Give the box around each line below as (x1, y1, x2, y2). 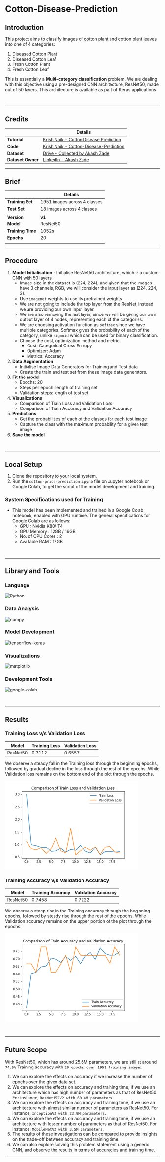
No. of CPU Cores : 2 (19, 533, 62, 539)
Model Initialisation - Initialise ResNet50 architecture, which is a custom (12, 270, 159, 276)
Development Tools (5, 676, 53, 683)
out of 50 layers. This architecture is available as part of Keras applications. (5, 87, 158, 92)
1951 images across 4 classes (40, 199, 103, 205)
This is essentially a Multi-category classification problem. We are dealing (5, 76, 158, 82)
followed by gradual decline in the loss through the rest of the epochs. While (5, 766, 160, 772)
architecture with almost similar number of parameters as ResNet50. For (12, 1105, 158, 1111)
